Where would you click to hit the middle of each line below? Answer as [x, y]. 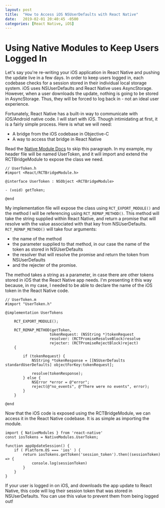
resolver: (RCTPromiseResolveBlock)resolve [95, 339]
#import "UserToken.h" [28, 304]
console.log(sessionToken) [59, 463]
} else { [32, 378]
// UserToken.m [21, 300]
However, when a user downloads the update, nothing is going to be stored [82, 94]
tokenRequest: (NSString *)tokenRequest [92, 335]
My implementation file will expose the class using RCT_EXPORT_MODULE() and [82, 208]
